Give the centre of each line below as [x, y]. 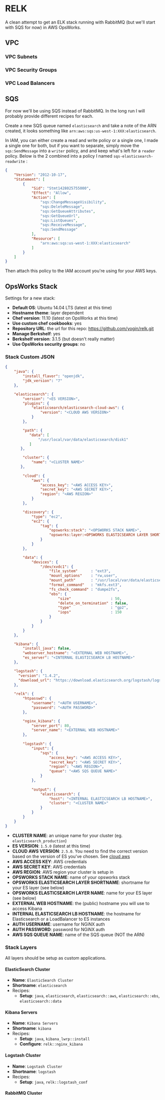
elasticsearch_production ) [40, 841]
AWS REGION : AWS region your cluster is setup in [63, 872]
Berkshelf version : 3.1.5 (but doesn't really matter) [63, 339]
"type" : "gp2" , [93, 608]
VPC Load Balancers [30, 83]
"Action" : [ [43, 198]
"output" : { [43, 789]
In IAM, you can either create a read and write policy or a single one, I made [82, 140]
